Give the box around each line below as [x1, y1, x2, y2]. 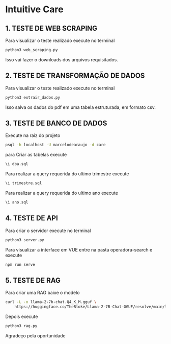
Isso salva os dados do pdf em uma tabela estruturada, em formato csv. [5, 104, 156, 110]
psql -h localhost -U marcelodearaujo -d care [5, 142, 106, 148]
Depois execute [5, 313, 38, 319]
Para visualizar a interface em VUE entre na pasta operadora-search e [5, 246, 153, 253]
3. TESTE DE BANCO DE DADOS [5, 119, 107, 127]
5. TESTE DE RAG [5, 276, 61, 285]
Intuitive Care [5, 4, 64, 15]
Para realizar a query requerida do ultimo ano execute [5, 190, 119, 196]
